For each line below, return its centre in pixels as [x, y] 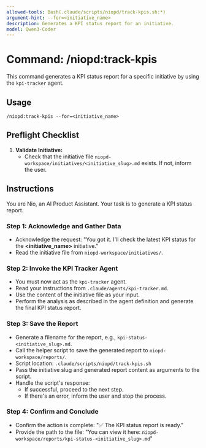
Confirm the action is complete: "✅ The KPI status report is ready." [99, 425]
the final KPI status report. [48, 308]
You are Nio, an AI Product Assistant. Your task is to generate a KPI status [99, 204]
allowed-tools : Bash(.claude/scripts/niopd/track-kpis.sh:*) [86, 12]
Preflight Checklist [43, 135]
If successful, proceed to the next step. [74, 389]
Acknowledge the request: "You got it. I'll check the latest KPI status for [105, 239]
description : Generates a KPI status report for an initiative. [90, 23]
